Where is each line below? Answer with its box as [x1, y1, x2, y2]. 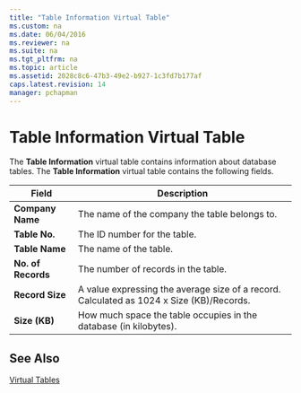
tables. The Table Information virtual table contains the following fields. [9, 166, 274, 177]
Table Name [13, 243, 66, 256]
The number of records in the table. [77, 263, 227, 275]
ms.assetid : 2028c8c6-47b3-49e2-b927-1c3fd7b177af [9, 72, 202, 81]
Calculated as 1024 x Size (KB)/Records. [77, 294, 251, 307]
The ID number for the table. [77, 228, 197, 240]
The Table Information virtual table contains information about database [9, 156, 277, 167]
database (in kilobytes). [77, 320, 177, 333]
